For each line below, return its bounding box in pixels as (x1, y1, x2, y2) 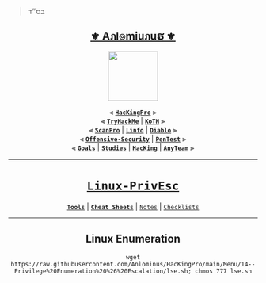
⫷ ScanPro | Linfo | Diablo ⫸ (89, 124, 177, 134)
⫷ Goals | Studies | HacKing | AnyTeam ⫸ (71, 143, 195, 152)
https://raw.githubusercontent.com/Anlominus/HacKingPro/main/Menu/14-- (10, 260, 256, 268)
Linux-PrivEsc (86, 178, 180, 193)
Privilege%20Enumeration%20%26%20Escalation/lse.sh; (14, 267, 192, 275)
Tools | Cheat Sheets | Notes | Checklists (66, 201, 199, 211)
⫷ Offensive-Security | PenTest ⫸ (79, 134, 187, 143)
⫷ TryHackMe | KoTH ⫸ (101, 116, 165, 125)
